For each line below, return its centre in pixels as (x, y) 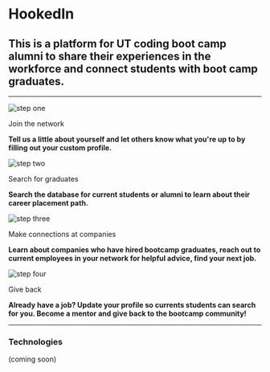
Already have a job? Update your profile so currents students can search (132, 305)
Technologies (35, 341)
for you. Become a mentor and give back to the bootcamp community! (127, 313)
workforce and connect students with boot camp (133, 69)
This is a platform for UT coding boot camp (117, 44)
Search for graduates (43, 179)
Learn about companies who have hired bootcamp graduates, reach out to (135, 249)
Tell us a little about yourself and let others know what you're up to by (127, 139)
